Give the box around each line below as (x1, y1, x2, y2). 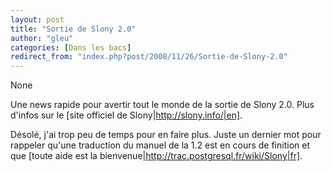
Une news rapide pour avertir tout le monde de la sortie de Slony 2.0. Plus (10, 99, 315, 111)
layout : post (10, 14, 65, 25)
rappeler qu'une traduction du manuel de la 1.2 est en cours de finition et (10, 139, 310, 151)
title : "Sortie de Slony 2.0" (10, 24, 137, 34)
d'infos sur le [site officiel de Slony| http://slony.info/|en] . (10, 109, 243, 121)
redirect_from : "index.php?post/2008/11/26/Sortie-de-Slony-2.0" (10, 52, 288, 62)
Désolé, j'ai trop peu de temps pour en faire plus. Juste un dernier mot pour (10, 129, 322, 141)
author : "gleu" (10, 33, 74, 43)
